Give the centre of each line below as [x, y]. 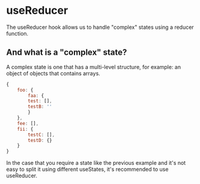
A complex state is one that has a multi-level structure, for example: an [94, 67]
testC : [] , [41, 135]
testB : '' [40, 107]
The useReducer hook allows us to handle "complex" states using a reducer [100, 27]
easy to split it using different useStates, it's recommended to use [87, 170]
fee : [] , [28, 123]
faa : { [36, 96]
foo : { [25, 90]
